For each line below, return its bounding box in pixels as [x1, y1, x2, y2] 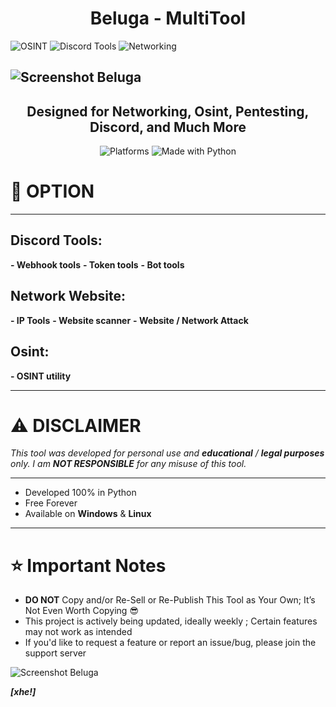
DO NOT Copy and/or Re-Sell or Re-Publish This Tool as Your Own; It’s [24, 594, 316, 606]
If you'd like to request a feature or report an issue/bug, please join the [24, 637, 317, 649]
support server [24, 647, 87, 659]
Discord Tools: [10, 232, 103, 249]
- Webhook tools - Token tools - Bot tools [10, 258, 185, 271]
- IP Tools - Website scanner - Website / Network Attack [10, 314, 249, 326]
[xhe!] [10, 686, 37, 698]
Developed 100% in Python [24, 487, 137, 499]
